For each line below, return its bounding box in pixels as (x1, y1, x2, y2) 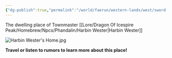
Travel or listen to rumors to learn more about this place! (5, 47, 127, 53)
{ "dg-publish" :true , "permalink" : (5, 7, 77, 13)
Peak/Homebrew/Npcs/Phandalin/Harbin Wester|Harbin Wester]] (5, 27, 143, 33)
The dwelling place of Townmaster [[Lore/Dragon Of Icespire (5, 22, 134, 28)
